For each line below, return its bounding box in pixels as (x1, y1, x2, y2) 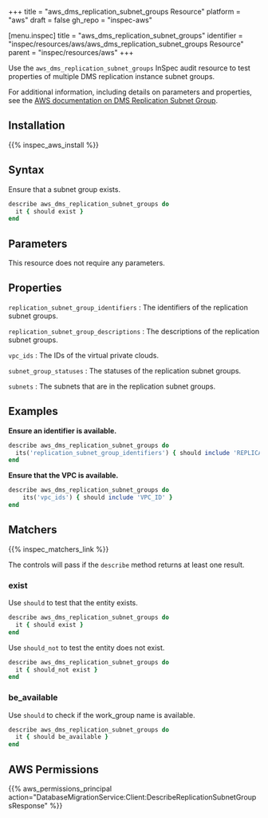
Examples (8, 405, 58, 418)
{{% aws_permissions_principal (8, 784, 112, 794)
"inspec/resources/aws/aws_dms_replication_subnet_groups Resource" (8, 39, 245, 49)
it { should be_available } (15, 733, 109, 741)
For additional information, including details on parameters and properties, (8, 87, 253, 97)
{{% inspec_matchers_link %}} (8, 544, 109, 554)
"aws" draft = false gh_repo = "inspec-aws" (8, 15, 153, 25)
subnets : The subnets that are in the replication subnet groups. (8, 381, 216, 391)
